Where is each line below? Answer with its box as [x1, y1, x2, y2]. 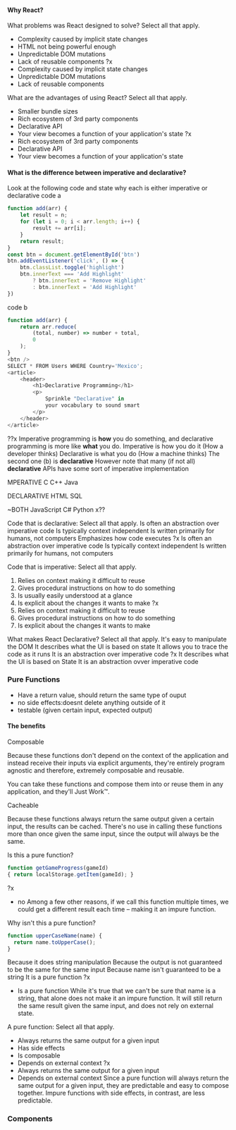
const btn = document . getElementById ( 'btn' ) [7, 251, 140, 258]
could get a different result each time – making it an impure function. [17, 904, 216, 913]
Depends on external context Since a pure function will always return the [17, 1074, 230, 1082]
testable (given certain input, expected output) [17, 706, 153, 714]
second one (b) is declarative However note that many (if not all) [7, 457, 196, 465]
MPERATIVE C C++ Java [7, 478, 79, 486]
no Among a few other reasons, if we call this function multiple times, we [17, 897, 229, 906]
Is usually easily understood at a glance [17, 591, 132, 599]
